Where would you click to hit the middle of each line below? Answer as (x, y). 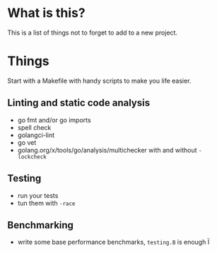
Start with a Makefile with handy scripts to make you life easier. (99, 81)
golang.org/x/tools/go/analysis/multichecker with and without (107, 150)
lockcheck (32, 157)
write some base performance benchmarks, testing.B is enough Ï (113, 242)
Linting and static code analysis (79, 103)
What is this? (47, 13)
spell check (34, 127)
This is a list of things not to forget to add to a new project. (93, 33)
